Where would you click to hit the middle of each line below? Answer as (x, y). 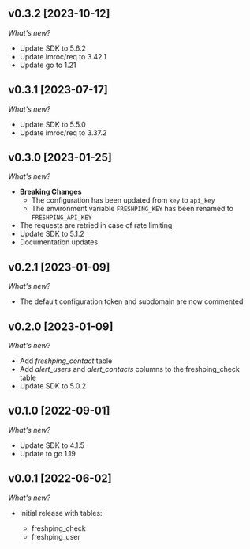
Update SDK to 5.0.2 (53, 386)
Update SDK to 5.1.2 (52, 234)
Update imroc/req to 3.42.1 (63, 56)
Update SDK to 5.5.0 (53, 124)
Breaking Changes (50, 192)
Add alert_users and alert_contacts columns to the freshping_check (130, 369)
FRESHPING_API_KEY (62, 218)
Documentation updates (59, 242)
